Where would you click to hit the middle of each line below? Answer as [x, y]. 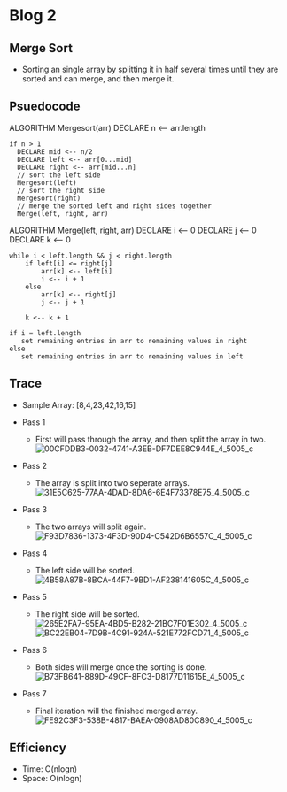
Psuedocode [45, 107]
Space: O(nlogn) [52, 779]
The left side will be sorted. [85, 570]
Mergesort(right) [49, 198]
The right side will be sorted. [87, 614]
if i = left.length [45, 333]
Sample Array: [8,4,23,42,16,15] [79, 404]
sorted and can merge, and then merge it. [98, 79]
